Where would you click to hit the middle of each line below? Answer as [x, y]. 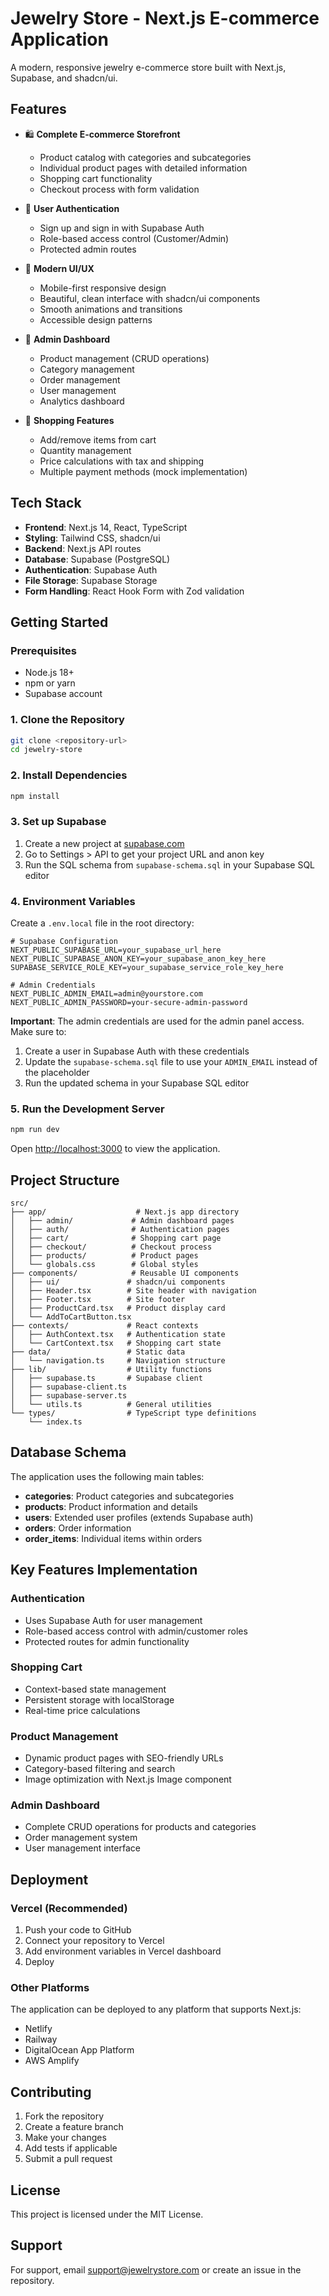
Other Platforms [50, 1988]
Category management [87, 369]
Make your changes [65, 2138]
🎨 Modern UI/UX [59, 268]
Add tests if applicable [71, 2148]
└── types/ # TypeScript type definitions [133, 1413]
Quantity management [85, 450]
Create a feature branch [74, 2127]
